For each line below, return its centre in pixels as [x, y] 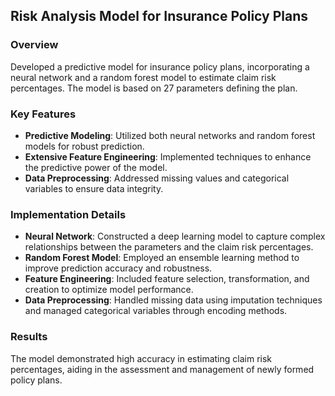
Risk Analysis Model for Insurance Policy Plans [159, 16]
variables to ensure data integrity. [94, 188]
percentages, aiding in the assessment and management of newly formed [162, 369]
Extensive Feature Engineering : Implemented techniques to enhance [168, 156]
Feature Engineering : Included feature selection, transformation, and [167, 279]
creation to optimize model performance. [109, 290]
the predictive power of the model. [96, 167]
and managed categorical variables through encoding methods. [156, 311]
